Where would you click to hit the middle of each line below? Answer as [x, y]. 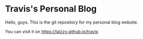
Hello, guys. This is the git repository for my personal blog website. [72, 22]
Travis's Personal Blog [51, 9]
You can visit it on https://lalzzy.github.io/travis [51, 31]
